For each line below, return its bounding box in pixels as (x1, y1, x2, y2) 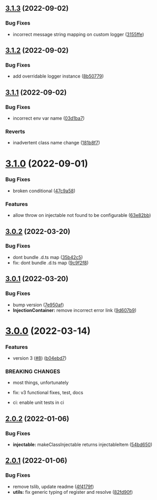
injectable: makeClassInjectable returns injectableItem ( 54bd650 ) (12, 441, 152, 448)
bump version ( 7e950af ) (12, 302, 64, 308)
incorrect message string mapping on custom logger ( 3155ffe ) (12, 31, 145, 38)
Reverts (5, 128, 26, 135)
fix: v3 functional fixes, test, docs (12, 390, 84, 396)
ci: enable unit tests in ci (12, 399, 64, 405)
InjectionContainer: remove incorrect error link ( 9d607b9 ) (12, 307, 137, 313)
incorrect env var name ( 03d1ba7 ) (12, 115, 85, 121)
